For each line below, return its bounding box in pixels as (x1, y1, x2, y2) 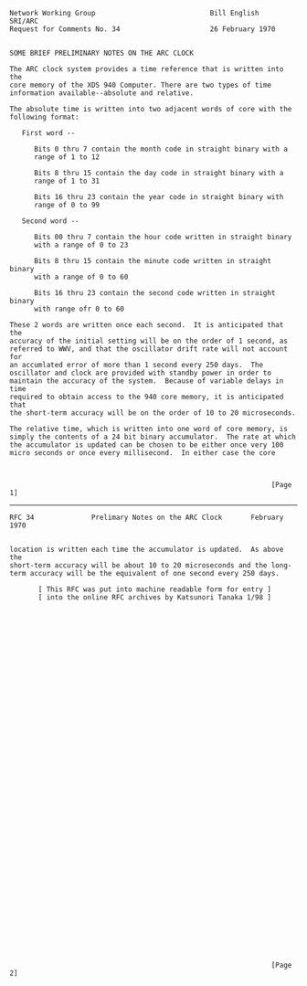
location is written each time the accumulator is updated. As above (9, 545, 284, 554)
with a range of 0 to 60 (33, 272, 129, 281)
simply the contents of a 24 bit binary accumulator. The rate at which (9, 432, 297, 441)
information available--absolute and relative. (9, 89, 195, 98)
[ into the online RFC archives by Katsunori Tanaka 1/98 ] (37, 593, 272, 602)
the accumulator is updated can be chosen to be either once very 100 (9, 440, 284, 450)
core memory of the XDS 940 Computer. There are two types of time (9, 80, 272, 90)
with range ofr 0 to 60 (33, 304, 125, 313)
